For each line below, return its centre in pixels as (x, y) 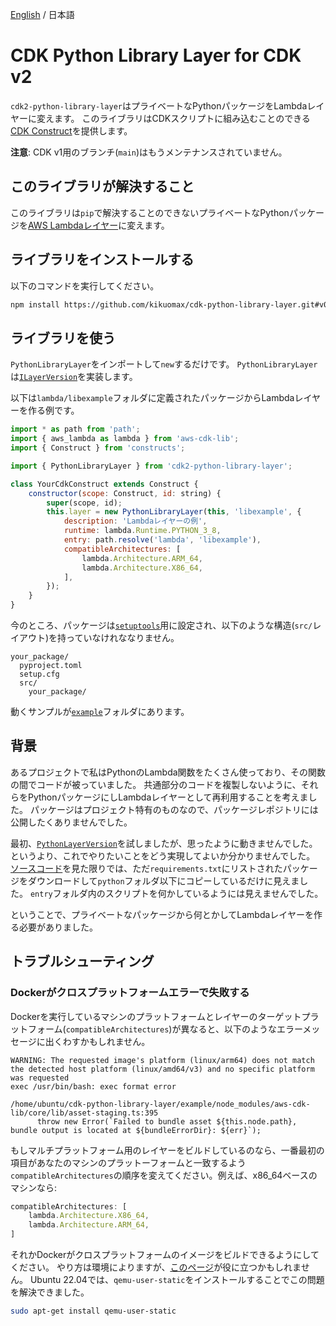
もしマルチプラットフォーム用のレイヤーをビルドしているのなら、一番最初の (167, 1150)
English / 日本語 (42, 14)
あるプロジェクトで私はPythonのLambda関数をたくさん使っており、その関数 (168, 772)
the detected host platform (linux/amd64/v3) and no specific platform (162, 1069)
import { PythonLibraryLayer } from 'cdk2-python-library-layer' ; (151, 466)
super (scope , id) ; (84, 503)
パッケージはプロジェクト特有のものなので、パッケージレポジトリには (174, 809)
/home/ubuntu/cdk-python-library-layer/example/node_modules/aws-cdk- (160, 1104)
